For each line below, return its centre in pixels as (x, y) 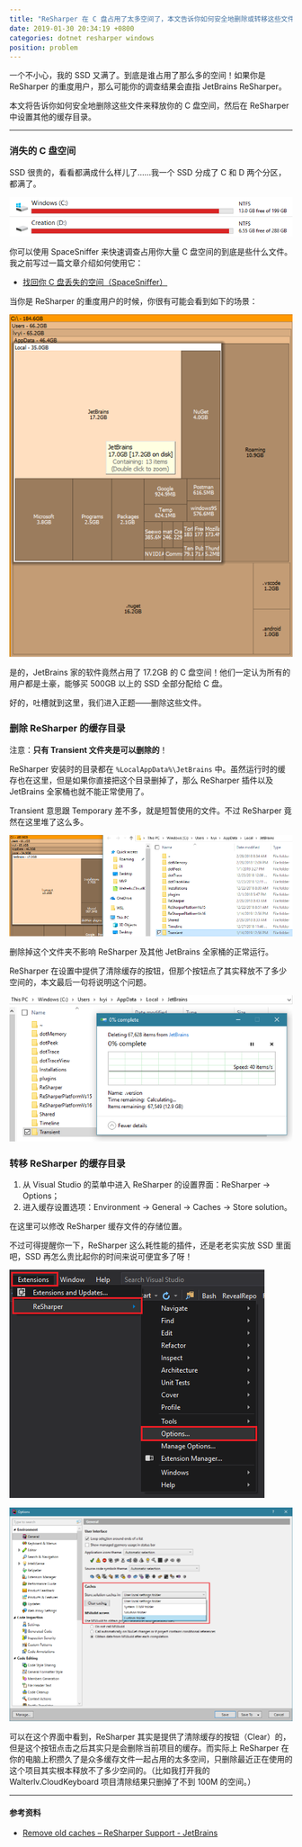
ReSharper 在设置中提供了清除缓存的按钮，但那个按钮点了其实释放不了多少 (148, 971)
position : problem (44, 48)
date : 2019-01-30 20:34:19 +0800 (72, 28)
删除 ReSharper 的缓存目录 (67, 729)
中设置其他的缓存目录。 (53, 117)
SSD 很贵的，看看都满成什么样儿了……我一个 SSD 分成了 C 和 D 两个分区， (148, 172)
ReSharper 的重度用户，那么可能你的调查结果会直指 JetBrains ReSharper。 (148, 86)
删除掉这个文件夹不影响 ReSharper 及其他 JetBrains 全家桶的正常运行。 (142, 952)
